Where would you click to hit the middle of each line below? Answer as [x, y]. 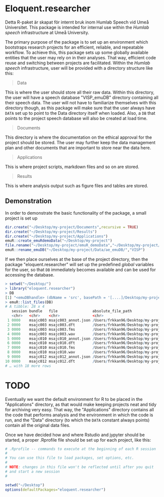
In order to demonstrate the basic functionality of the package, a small [76, 213]
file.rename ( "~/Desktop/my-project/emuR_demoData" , [59, 246]
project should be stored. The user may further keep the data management [80, 142]
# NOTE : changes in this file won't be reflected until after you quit [79, 467]
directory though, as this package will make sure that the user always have [80, 108]
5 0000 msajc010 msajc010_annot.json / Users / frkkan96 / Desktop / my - [79, 339]
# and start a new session [32, 472]
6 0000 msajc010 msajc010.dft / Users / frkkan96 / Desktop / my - [79, 343]
